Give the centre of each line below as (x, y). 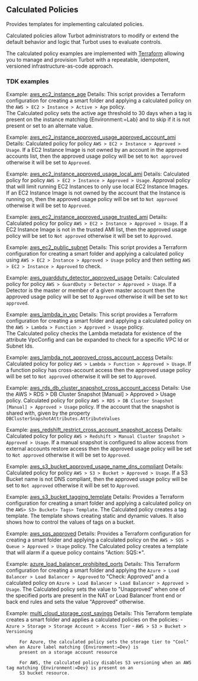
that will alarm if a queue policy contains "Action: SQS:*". (76, 553)
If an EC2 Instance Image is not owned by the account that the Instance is (96, 193)
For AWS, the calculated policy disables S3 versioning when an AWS (106, 663)
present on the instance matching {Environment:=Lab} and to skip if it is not (98, 120)
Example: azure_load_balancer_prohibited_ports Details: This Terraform (93, 564)
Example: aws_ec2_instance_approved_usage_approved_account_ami (91, 137)
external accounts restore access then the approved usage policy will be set (99, 449)
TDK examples (27, 81)
